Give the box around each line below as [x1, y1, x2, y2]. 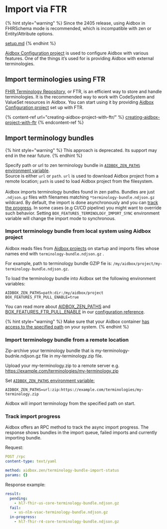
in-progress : [9, 514, 37, 519]
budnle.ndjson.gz [5, 353, 41, 359]
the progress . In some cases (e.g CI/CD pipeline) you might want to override [5, 204, 162, 210]
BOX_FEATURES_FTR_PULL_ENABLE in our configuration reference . [5, 308, 146, 314]
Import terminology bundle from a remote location [5, 336, 129, 343]
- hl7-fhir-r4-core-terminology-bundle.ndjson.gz [14, 519, 120, 524]
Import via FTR [5, 3, 67, 15]
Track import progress [5, 413, 61, 420]
